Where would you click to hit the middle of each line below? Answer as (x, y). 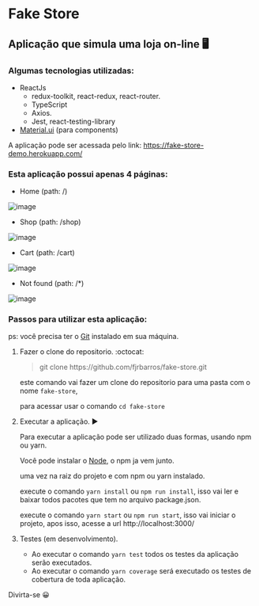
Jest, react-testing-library (73, 121)
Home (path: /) (43, 192)
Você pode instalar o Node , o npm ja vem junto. (97, 461)
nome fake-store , (49, 391)
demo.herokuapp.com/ (45, 153)
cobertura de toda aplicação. (79, 580)
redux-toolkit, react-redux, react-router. (96, 96)
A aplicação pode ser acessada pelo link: (75, 145)
